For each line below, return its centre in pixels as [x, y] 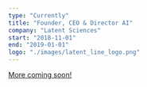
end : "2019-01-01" [39, 45]
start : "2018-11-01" [43, 38]
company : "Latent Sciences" [55, 30]
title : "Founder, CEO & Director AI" [71, 23]
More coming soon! [40, 75]
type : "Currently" [39, 15]
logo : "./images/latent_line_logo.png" [74, 52]
